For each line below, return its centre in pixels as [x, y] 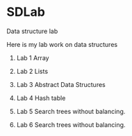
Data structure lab [32, 31]
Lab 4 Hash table [41, 98]
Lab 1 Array [33, 58]
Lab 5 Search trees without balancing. [71, 111]
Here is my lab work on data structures [62, 44]
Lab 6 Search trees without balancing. [71, 124]
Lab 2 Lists [32, 71]
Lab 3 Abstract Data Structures [61, 84]
